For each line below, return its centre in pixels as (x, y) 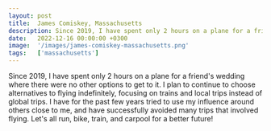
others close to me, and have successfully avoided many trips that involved (133, 110)
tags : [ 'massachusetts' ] (54, 53)
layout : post (30, 16)
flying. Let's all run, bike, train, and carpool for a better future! (111, 119)
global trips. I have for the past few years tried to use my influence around (131, 102)
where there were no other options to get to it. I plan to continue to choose (132, 84)
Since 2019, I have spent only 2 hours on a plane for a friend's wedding (127, 76)
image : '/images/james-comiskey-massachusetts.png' (99, 46)
